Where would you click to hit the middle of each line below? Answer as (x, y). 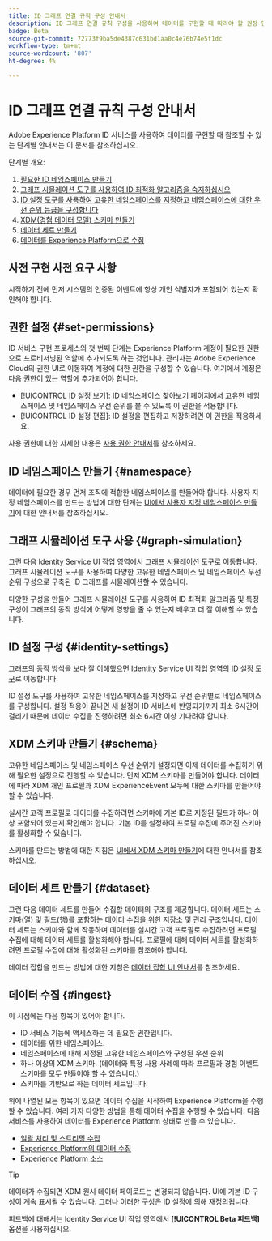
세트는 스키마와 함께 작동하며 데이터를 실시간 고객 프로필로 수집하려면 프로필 (137, 929)
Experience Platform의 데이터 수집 (76, 1149)
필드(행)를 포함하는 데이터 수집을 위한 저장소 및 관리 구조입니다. (143, 919)
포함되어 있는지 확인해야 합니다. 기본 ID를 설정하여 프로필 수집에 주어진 (128, 822)
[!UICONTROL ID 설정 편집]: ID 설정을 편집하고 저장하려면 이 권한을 (127, 416)
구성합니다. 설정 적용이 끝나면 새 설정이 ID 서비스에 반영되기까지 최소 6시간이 (138, 706)
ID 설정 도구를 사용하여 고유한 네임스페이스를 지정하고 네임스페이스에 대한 (136, 199)
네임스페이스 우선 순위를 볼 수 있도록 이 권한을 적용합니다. (148, 406)
